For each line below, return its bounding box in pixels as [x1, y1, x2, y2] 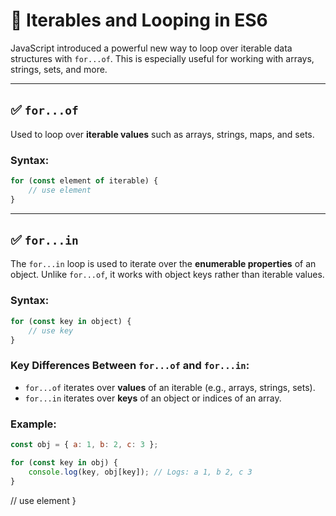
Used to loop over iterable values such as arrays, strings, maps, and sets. [10, 128, 315, 140]
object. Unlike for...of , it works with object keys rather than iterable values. [10, 269, 325, 281]
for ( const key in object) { [10, 316, 132, 326]
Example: [10, 417, 57, 431]
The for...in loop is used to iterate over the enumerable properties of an [10, 258, 317, 270]
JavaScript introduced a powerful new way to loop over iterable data [10, 42, 293, 54]
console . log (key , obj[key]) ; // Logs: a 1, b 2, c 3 [28, 467, 253, 477]
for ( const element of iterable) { [10, 176, 159, 186]
